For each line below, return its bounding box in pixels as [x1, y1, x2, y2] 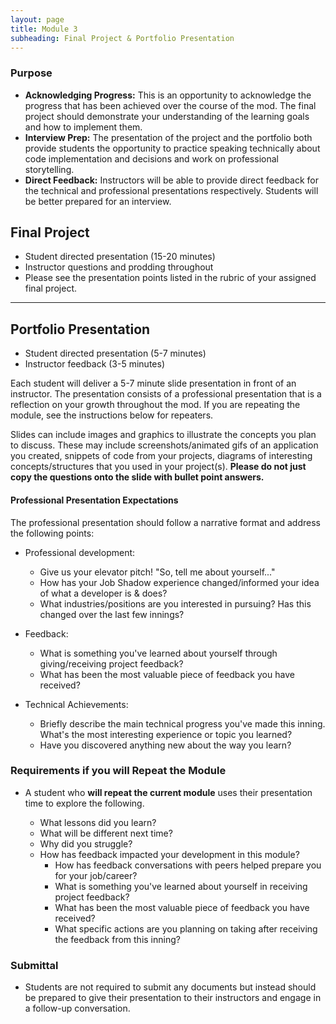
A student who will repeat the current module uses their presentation [24, 786, 313, 798]
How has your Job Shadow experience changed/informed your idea [39, 576, 320, 588]
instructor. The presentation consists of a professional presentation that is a [10, 388, 322, 400]
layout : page [10, 14, 65, 25]
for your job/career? [54, 869, 138, 881]
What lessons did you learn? [39, 816, 157, 828]
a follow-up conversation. [24, 1002, 131, 1015]
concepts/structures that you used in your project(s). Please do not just [10, 461, 307, 473]
